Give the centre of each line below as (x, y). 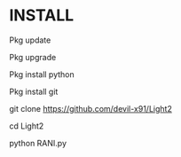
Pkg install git (34, 91)
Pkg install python (42, 74)
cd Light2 (27, 126)
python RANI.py (38, 143)
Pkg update (30, 40)
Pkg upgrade (33, 57)
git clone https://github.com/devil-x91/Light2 (91, 108)
